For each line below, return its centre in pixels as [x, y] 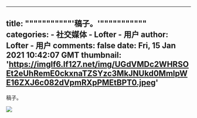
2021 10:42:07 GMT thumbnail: [64, 55]
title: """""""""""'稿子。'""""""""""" [77, 24]
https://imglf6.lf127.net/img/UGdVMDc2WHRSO [99, 64]
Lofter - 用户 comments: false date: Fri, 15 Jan [91, 45]
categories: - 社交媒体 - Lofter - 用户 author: [87, 35]
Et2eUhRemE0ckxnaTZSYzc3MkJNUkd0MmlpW [97, 74]
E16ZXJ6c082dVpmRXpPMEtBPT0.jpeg [81, 83]
